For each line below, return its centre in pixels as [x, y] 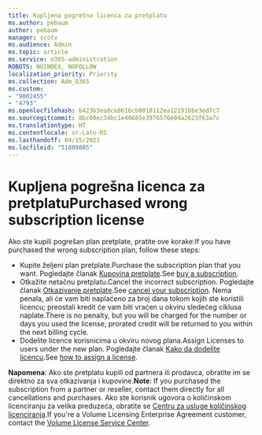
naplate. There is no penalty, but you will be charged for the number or [133, 315]
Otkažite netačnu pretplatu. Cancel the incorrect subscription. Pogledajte [137, 282]
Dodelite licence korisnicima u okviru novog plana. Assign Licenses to [131, 340]
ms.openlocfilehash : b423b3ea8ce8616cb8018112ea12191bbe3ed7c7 [114, 111]
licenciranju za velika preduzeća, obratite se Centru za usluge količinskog [127, 406]
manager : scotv [33, 37]
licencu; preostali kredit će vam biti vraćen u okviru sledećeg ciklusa [131, 307]
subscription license [76, 219]
